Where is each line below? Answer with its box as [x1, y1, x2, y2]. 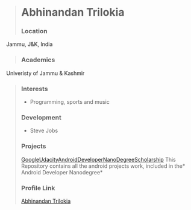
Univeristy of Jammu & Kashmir [6, 69, 85, 77]
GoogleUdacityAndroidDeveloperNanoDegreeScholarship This [20, 156, 176, 163]
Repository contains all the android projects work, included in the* [20, 162, 186, 170]
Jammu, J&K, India [6, 40, 53, 48]
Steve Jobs [30, 127, 58, 135]
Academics [20, 56, 55, 64]
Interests [20, 84, 48, 93]
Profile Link [20, 183, 55, 192]
